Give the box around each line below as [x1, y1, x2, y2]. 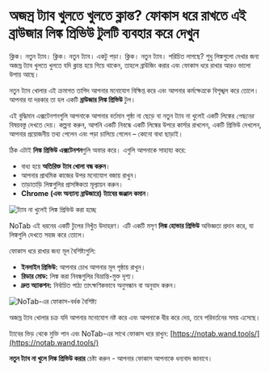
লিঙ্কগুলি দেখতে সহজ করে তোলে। [9, 229, 86, 240]
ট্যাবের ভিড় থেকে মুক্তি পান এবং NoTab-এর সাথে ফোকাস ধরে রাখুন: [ [9, 328, 173, 338]
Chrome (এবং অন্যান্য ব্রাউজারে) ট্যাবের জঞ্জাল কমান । [20, 188, 150, 198]
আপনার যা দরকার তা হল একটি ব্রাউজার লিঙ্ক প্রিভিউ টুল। [9, 94, 137, 104]
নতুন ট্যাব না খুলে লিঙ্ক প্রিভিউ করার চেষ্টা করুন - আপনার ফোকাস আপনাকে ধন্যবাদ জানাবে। [9, 353, 213, 363]
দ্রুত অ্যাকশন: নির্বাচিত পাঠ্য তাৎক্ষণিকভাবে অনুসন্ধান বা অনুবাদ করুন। [20, 280, 178, 290]
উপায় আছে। [9, 69, 40, 79]
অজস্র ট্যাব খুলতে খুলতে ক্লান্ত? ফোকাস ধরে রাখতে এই [9, 6, 246, 25]
